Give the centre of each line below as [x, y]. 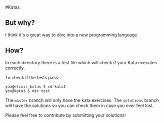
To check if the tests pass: [32, 77]
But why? [20, 23]
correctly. [15, 68]
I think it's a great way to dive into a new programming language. [72, 35]
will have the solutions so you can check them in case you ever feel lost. [79, 105]
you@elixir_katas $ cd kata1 [35, 87]
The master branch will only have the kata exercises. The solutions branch [82, 100]
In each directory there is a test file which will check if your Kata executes [81, 62]
